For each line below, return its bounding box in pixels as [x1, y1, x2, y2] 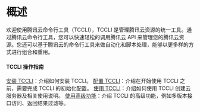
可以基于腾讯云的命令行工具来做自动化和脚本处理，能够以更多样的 [26, 41, 189, 48]
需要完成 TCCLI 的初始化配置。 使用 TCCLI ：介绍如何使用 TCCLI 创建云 [16, 85, 191, 92]
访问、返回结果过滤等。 [11, 100, 69, 107]
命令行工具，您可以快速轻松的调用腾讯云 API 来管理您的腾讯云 [26, 33, 180, 40]
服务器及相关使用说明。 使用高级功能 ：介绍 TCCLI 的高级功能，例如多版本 [6, 92, 187, 100]
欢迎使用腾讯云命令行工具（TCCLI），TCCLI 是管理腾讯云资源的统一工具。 [6, 26, 187, 33]
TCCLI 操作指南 [6, 63, 44, 70]
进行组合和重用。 [11, 48, 54, 55]
